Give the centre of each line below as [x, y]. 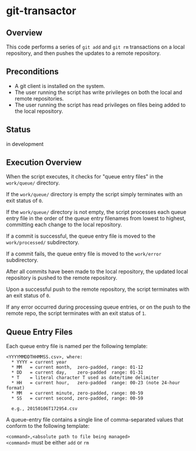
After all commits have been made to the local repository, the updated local [97, 272]
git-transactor [41, 11]
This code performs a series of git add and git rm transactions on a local [96, 47]
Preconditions [32, 72]
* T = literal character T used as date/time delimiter [85, 378]
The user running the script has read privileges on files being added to [100, 105]
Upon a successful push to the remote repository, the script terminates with [98, 289]
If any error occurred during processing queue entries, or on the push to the [98, 307]
